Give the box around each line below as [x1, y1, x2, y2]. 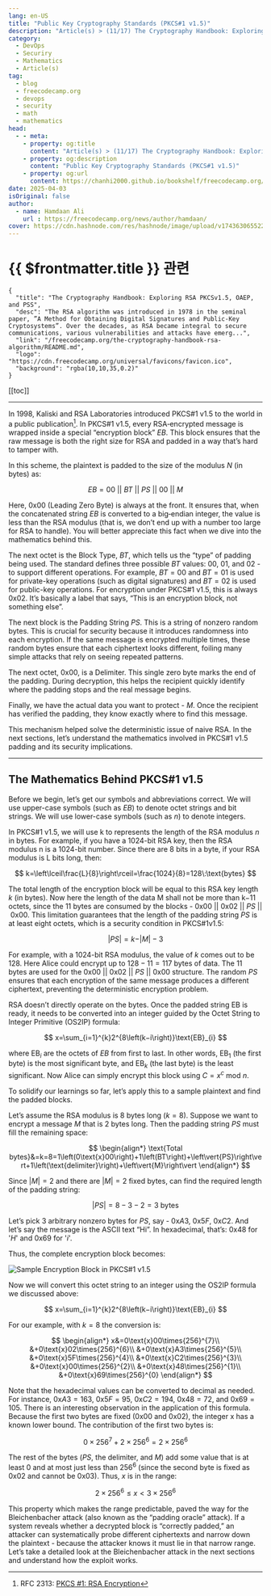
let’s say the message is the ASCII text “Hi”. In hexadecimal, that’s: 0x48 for [8, 1224, 258, 1234]
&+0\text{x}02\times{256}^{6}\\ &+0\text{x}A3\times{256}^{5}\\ [29, 1344, 242, 1354]
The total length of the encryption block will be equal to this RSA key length [8, 884, 259, 894]
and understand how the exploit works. [8, 1555, 139, 1564]
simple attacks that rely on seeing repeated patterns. [8, 651, 184, 661]
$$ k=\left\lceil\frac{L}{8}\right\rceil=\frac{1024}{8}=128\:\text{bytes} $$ [15, 868, 256, 878]
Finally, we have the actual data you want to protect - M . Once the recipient [8, 700, 259, 710]
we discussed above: [8, 1288, 79, 1298]
